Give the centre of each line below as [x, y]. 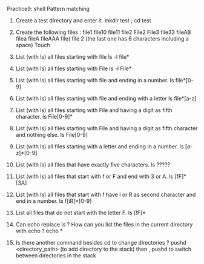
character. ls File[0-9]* [44, 117]
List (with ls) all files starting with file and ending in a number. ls [95, 80]
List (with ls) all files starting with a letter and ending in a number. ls [100, 147]
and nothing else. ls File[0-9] [52, 135]
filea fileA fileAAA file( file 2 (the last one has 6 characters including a [102, 38]
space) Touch [33, 45]
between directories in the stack [56, 256]
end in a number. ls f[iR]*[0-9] [54, 201]
